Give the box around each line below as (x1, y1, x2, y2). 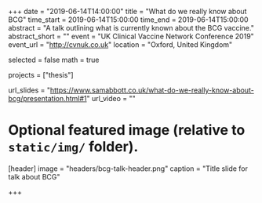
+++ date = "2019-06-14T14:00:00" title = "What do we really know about (8, 7, 247, 16)
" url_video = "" (86, 94, 136, 103)
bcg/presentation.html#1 (8, 94, 88, 103)
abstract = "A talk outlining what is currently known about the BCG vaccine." (8, 24, 255, 32)
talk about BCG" (8, 172, 60, 181)
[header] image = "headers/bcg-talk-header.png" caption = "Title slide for (8, 164, 249, 173)
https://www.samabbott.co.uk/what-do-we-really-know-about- (49, 85, 255, 95)
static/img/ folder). (8, 138, 139, 156)
